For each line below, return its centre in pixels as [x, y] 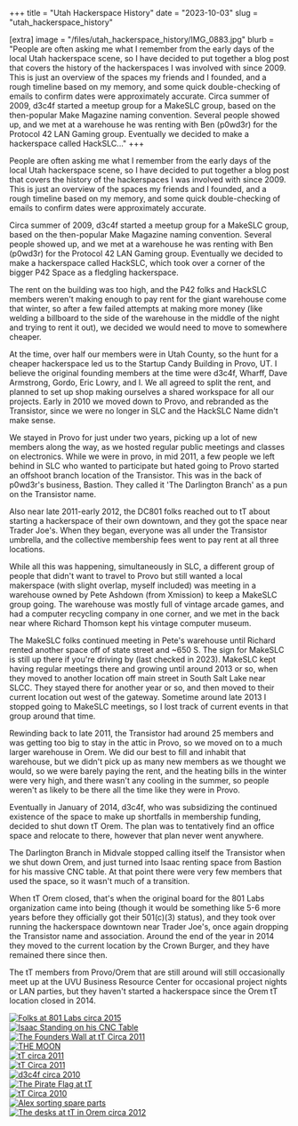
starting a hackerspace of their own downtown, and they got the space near [149, 521]
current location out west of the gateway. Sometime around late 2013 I [138, 697]
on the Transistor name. [53, 494]
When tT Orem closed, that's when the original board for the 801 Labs [137, 898]
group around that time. [52, 716]
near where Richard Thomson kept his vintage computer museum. [130, 623]
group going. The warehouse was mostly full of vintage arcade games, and [147, 604]
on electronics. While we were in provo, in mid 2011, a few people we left [142, 456]
